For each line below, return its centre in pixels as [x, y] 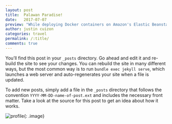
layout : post [19, 10]
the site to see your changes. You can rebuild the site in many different [91, 63]
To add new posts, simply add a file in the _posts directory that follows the [84, 90]
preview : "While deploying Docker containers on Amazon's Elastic [78, 24]
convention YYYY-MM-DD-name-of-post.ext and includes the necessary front [84, 95]
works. [13, 106]
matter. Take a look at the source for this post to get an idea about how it [82, 100]
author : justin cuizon [29, 29]
